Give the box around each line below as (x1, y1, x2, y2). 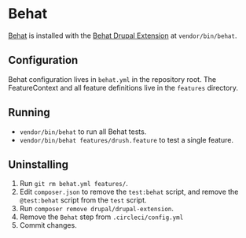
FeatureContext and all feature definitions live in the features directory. (8, 83, 238, 92)
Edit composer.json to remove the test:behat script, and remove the (19, 187, 239, 197)
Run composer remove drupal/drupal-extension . (19, 204, 174, 214)
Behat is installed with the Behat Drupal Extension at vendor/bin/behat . (8, 31, 237, 40)
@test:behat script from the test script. (19, 195, 147, 205)
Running (8, 106, 51, 119)
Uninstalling (8, 158, 69, 171)
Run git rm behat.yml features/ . (19, 179, 128, 188)
